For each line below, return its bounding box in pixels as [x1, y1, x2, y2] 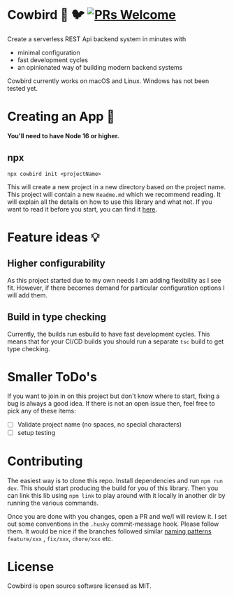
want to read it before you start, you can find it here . [7, 205, 158, 213]
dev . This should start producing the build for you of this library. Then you [7, 484, 219, 492]
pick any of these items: [7, 407, 77, 415]
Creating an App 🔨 [7, 109, 115, 124]
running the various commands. [7, 499, 99, 507]
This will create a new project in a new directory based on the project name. [7, 182, 226, 191]
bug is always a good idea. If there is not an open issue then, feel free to [7, 399, 215, 408]
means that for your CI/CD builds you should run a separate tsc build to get [7, 337, 224, 346]
